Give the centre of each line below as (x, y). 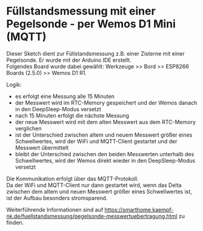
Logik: (14, 84)
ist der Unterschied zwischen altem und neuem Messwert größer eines (104, 135)
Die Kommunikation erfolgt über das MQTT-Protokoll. (72, 178)
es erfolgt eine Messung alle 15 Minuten (65, 96)
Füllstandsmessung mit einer (81, 11)
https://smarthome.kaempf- (139, 209)
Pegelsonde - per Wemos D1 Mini (91, 24)
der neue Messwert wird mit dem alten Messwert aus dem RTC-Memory (105, 122)
